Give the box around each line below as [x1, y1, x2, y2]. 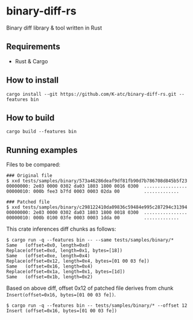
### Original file [6, 173, 52, 179]
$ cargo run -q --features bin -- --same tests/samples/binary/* [6, 237, 174, 243]
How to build [6, 113, 55, 123]
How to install [6, 75, 59, 86]
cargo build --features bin [6, 128, 77, 135]
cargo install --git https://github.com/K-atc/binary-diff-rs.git [6, 91, 177, 97]
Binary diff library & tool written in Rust [6, 24, 103, 31]
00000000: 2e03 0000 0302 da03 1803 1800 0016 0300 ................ [6, 183, 188, 189]
